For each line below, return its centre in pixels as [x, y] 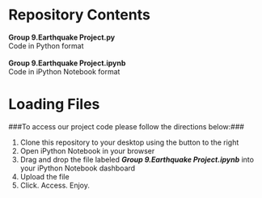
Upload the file [45, 176]
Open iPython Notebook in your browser [87, 150]
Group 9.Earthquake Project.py [62, 37]
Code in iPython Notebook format [64, 71]
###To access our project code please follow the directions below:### [127, 126]
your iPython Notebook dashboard [78, 168]
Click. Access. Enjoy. [55, 185]
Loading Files [54, 105]
